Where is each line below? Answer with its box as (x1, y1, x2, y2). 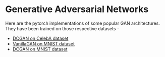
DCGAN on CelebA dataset (12, 35, 69, 41)
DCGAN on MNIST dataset (12, 46, 68, 52)
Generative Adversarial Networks (5, 4, 149, 15)
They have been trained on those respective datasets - (5, 25, 120, 31)
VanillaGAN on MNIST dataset (12, 40, 75, 46)
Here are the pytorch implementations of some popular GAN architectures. (5, 20, 160, 26)
